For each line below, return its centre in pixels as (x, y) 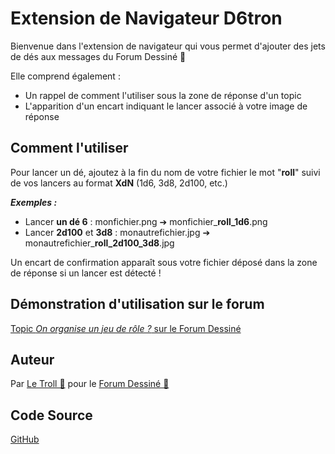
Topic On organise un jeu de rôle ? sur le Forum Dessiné (126, 328)
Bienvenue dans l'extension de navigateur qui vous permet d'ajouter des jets (168, 46)
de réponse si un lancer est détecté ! (86, 273)
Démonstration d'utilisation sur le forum (137, 304)
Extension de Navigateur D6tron (146, 18)
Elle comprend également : (65, 76)
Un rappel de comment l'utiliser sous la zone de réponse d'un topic (163, 95)
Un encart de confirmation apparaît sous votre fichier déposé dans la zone (164, 262)
